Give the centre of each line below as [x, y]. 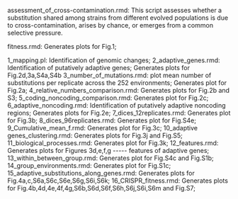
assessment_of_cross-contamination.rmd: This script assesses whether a [114, 10]
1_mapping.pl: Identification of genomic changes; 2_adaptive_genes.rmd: [114, 60]
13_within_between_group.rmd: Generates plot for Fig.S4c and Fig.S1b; [110, 158]
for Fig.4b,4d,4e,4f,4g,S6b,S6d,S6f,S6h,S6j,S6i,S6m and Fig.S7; [102, 188]
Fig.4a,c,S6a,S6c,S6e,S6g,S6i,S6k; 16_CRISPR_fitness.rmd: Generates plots [118, 181]
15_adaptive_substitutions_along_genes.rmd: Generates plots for [101, 173]
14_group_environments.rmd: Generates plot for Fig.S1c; [89, 165]
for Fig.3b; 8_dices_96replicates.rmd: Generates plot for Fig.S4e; [102, 120]
